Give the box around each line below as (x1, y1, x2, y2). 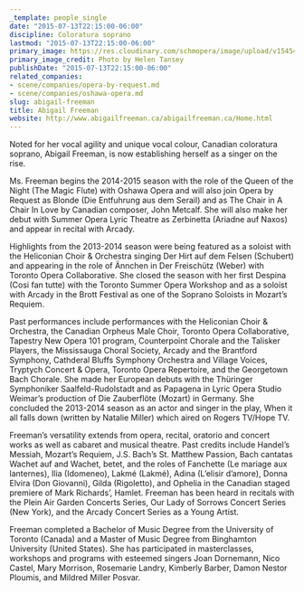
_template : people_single (9, 13, 107, 23)
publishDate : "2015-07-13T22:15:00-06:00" (9, 64, 172, 73)
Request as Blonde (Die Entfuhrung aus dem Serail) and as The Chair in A (9, 195, 283, 206)
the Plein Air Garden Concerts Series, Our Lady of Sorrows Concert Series (9, 497, 287, 508)
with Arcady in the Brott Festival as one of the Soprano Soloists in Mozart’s (9, 289, 288, 300)
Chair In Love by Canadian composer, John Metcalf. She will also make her (9, 204, 288, 215)
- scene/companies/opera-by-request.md (9, 80, 160, 89)
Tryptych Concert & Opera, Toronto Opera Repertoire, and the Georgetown (9, 364, 289, 375)
